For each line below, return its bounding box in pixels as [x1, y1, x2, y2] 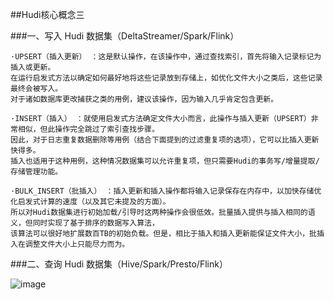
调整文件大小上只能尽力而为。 [24, 239, 130, 249]
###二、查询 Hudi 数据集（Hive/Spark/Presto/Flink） [10, 258, 228, 270]
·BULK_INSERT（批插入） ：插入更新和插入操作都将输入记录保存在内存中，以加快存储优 [10, 186, 322, 196]
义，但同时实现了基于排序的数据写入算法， [10, 218, 160, 228]
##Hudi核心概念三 [10, 9, 85, 20]
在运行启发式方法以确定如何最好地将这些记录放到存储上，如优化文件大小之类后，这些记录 [10, 73, 323, 83]
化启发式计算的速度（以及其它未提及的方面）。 [10, 197, 171, 207]
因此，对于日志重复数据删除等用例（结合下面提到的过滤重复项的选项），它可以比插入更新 [10, 135, 320, 145]
